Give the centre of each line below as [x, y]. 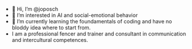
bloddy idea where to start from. [51, 27]
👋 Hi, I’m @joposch [35, 9]
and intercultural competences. [50, 40]
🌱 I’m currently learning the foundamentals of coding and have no [92, 21]
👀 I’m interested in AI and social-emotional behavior [75, 15]
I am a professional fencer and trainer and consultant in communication [99, 34]
